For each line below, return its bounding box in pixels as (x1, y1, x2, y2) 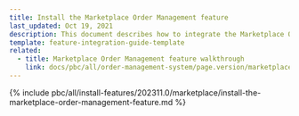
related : (9, 46, 42, 55)
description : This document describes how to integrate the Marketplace (9, 29, 285, 38)
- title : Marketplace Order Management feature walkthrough (17, 54, 245, 63)
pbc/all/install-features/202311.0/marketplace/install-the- (51, 87, 262, 98)
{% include (9, 87, 50, 98)
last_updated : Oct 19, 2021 (9, 21, 114, 30)
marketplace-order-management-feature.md (9, 96, 174, 107)
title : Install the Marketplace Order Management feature (9, 12, 229, 22)
